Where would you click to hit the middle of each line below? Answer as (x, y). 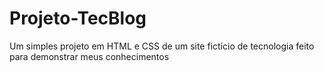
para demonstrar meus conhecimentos (89, 56)
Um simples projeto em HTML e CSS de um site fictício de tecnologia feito (162, 46)
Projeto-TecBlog (78, 18)
